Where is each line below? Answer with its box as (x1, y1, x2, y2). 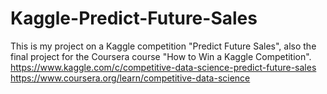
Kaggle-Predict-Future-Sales (10, 7, 258, 30)
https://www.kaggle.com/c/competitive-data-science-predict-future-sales (10, 61, 317, 73)
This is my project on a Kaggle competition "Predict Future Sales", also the (10, 40, 317, 52)
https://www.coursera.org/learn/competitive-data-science (10, 72, 251, 84)
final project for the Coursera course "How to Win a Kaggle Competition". (10, 50, 312, 62)
